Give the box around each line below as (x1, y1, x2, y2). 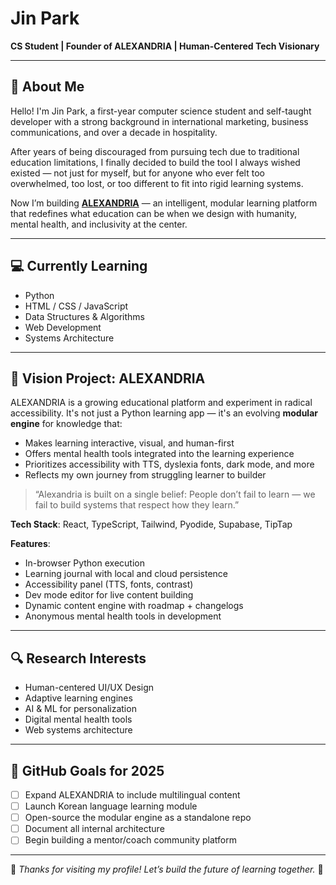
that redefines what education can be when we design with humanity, (10, 207, 297, 219)
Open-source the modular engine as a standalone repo (24, 812, 252, 824)
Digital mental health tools (24, 713, 133, 726)
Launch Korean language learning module (24, 800, 198, 812)
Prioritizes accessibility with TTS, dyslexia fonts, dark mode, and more (24, 458, 315, 471)
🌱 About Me (10, 78, 85, 96)
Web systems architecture (24, 724, 133, 736)
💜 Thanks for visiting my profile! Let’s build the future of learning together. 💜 (10, 863, 324, 876)
